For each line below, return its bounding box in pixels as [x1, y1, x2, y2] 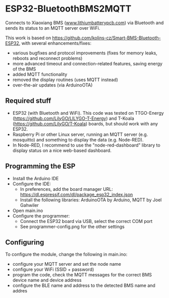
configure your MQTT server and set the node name [12, 261, 122, 267]
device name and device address [12, 277, 82, 283]
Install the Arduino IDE [12, 175, 59, 181]
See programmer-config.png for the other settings [20, 223, 125, 230]
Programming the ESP [5, 162, 76, 171]
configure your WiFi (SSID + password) [12, 266, 94, 272]
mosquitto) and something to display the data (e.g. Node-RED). [12, 136, 144, 142]
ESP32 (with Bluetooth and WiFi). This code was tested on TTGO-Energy [12, 110, 164, 116]
